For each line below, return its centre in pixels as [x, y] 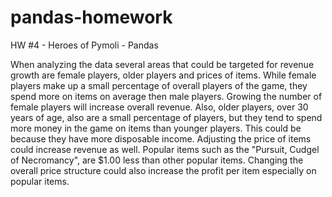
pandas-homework [91, 17]
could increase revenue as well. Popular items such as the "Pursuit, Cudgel [165, 149]
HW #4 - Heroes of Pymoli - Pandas [84, 45]
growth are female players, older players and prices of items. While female [163, 75]
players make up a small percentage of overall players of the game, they [159, 85]
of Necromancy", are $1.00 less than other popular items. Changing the [157, 160]
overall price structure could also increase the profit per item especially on [163, 170]
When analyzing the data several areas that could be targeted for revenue [162, 64]
